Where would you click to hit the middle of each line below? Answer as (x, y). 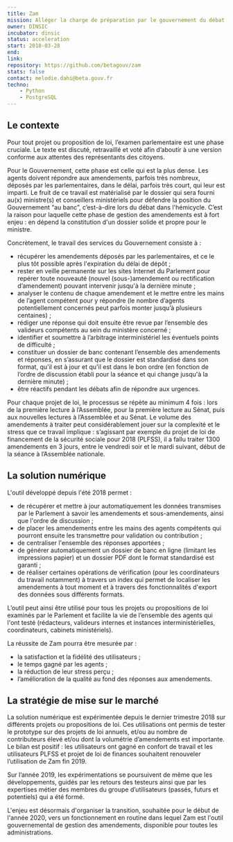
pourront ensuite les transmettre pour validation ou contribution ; (110, 535)
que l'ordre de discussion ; (55, 520)
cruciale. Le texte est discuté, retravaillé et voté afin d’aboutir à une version (114, 149)
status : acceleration (38, 40)
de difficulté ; (36, 345)
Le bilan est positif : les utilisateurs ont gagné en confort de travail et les (110, 747)
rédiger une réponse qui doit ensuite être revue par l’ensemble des (112, 323)
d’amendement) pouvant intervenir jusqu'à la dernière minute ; (106, 286)
